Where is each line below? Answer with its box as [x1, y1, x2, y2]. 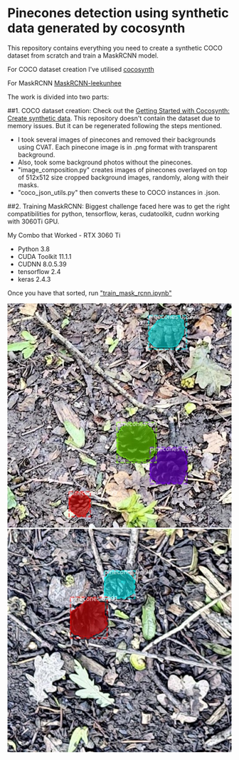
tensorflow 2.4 [17, 267, 61, 275]
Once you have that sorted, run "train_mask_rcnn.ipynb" [7, 288, 172, 297]
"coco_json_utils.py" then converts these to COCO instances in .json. [17, 188, 221, 196]
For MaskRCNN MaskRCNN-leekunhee [7, 78, 122, 87]
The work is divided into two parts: [7, 93, 109, 101]
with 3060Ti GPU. [7, 217, 60, 226]
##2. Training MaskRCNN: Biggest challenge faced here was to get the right [7, 201, 230, 211]
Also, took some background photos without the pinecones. [17, 158, 193, 167]
